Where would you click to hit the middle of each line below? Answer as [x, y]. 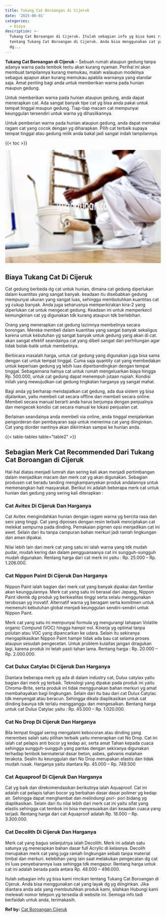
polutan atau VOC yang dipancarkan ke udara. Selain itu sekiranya [72, 633]
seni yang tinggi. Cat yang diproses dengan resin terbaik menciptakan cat [80, 522]
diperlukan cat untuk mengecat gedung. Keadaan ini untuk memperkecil [79, 310]
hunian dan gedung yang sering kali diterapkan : [54, 493]
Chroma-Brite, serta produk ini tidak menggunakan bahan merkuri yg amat [81, 688]
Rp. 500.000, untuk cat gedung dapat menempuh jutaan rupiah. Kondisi [78, 376]
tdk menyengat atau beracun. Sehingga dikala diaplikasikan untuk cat [76, 698]
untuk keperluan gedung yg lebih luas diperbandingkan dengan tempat [77, 366]
